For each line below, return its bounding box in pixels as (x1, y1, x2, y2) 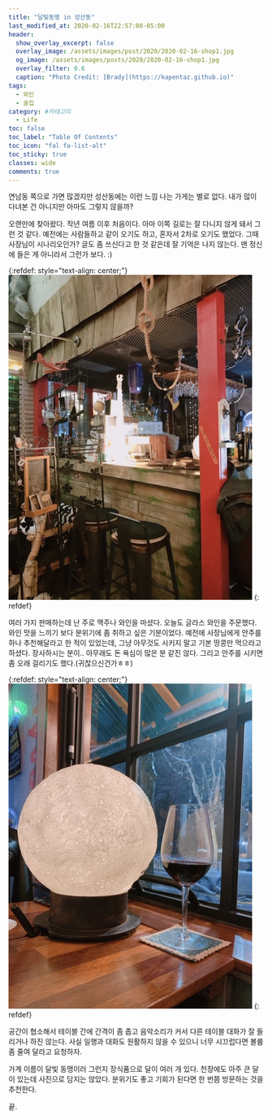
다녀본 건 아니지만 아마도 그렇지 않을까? (8, 202, 134, 211)
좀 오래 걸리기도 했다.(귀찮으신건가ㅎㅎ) (8, 658, 134, 668)
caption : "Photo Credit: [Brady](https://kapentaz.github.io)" (15, 73, 234, 81)
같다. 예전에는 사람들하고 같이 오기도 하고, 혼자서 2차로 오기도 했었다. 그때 (25, 229, 259, 239)
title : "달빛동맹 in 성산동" (8, 13, 95, 21)
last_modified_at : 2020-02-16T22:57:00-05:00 (8, 21, 165, 30)
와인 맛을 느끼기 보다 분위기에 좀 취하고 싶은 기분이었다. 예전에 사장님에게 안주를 (8, 628, 262, 638)
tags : (8, 81, 27, 89)
